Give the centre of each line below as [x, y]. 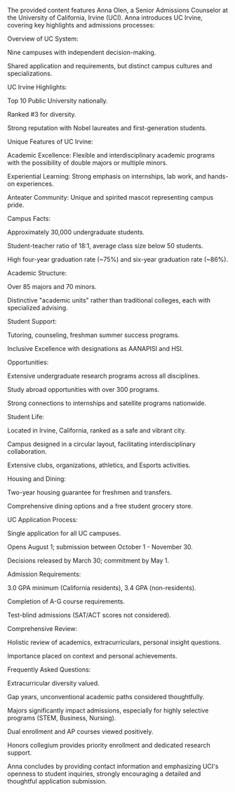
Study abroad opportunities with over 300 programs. [83, 389]
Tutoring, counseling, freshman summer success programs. [94, 335]
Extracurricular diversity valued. [53, 683]
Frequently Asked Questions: [49, 670]
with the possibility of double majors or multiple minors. [88, 162]
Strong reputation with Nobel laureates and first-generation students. [107, 128]
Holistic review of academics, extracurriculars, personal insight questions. [114, 642]
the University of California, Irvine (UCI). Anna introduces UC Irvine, [105, 18]
